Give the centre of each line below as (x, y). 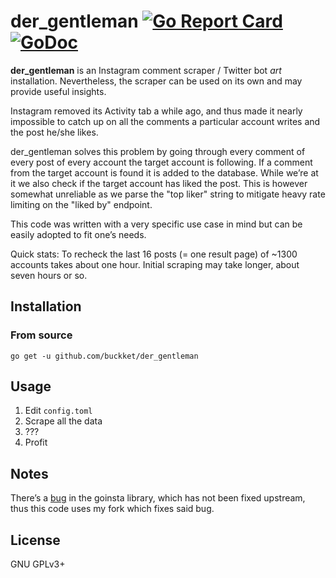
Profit (36, 442)
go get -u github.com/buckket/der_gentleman (104, 356)
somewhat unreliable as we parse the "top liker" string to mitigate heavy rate (168, 194)
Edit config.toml (58, 411)
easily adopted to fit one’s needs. (78, 234)
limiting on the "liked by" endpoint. (81, 204)
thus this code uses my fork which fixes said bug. (112, 509)
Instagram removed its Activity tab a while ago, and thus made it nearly (156, 111)
